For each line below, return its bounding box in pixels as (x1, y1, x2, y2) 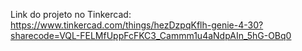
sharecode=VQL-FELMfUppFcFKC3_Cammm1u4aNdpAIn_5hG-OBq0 (10, 30, 292, 41)
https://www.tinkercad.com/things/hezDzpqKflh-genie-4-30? (10, 19, 264, 31)
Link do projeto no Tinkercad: (10, 9, 132, 20)
